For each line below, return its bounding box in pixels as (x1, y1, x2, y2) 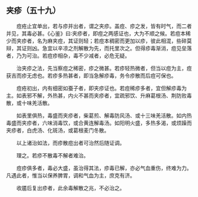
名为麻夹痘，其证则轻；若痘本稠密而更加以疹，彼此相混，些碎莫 (37, 37, 192, 44)
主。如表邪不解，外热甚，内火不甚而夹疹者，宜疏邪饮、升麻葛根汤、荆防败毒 (6, 92, 192, 99)
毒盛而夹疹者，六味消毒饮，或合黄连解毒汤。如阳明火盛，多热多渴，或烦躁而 (6, 119, 192, 126)
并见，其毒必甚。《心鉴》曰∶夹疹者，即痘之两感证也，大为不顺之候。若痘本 (6, 30, 186, 37)
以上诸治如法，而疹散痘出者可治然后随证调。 (16, 139, 125, 146)
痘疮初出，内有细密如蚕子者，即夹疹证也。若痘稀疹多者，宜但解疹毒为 (16, 85, 187, 92)
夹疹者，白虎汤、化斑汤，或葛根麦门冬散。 (6, 127, 110, 134)
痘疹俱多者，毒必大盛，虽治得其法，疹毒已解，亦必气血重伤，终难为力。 (16, 164, 192, 172)
